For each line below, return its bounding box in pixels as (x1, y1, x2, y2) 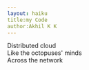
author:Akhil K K (7, 23, 57, 30)
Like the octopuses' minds (7, 49, 82, 57)
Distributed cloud (7, 42, 57, 50)
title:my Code (7, 16, 48, 23)
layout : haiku (7, 10, 48, 17)
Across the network (7, 56, 63, 65)
